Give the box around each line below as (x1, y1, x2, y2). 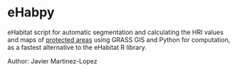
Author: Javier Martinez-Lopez (7, 56, 98, 65)
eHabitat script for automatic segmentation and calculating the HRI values (7, 28, 224, 36)
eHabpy (7, 4, 55, 21)
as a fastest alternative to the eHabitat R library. (7, 43, 147, 51)
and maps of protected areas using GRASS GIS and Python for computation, (7, 35, 231, 43)
